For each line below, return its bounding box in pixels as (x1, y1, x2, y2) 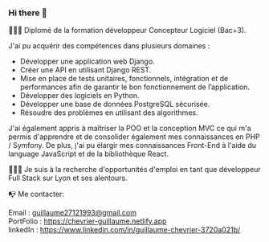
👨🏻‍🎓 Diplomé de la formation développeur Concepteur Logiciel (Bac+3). (8, 26, 247, 35)
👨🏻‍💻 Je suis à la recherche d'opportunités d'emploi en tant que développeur (8, 165, 261, 174)
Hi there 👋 (8, 7, 48, 18)
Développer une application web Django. (19, 56, 155, 67)
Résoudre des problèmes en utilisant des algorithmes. (19, 108, 198, 117)
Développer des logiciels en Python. (19, 91, 140, 100)
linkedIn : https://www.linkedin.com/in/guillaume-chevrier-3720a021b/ (8, 225, 241, 235)
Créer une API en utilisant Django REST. (19, 65, 152, 75)
